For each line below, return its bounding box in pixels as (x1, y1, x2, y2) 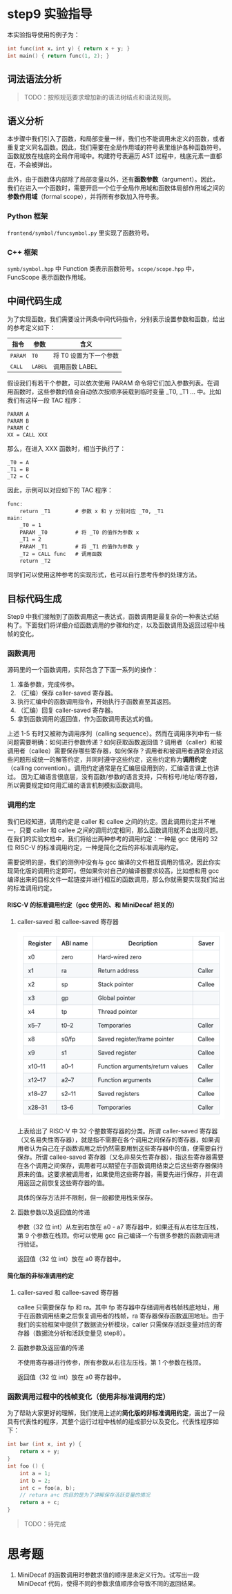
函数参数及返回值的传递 (17, 1344, 84, 1352)
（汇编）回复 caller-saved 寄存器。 (17, 706, 117, 715)
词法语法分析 (7, 73, 62, 85)
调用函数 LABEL (52, 362, 98, 370)
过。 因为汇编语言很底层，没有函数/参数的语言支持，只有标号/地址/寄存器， (7, 773, 222, 781)
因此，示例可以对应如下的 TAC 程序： (7, 486, 114, 494)
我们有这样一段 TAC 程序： (7, 396, 84, 405)
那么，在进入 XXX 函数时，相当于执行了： (7, 445, 126, 453)
